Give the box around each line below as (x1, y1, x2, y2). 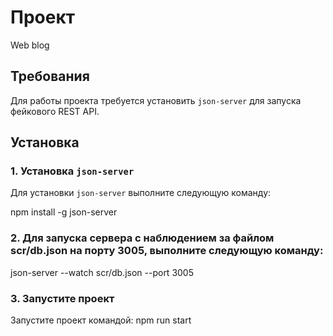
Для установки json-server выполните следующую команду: (10, 187, 272, 199)
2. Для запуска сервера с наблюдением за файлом (10, 231, 275, 245)
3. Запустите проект (10, 291, 115, 305)
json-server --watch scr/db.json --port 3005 (10, 266, 195, 278)
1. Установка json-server (10, 164, 135, 178)
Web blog (10, 39, 50, 51)
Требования (10, 68, 90, 85)
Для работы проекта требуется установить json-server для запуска (10, 94, 302, 106)
